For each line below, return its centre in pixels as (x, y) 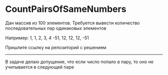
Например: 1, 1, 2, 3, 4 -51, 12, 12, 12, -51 (47, 38)
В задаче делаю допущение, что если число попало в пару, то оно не (79, 62)
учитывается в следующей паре (39, 67)
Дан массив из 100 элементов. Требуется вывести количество (72, 23)
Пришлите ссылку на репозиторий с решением (56, 47)
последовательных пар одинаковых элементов (56, 28)
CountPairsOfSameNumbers (66, 9)
